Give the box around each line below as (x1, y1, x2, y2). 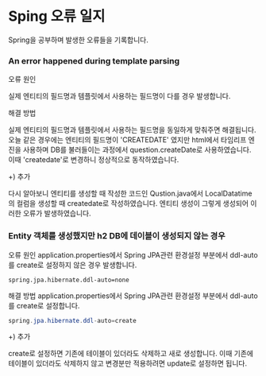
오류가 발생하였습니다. (22, 208, 91, 219)
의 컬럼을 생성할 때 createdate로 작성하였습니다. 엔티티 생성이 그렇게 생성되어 (8, 199, 249, 208)
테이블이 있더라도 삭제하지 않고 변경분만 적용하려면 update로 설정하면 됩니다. (8, 359, 248, 368)
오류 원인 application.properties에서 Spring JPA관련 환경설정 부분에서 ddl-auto (8, 250, 258, 259)
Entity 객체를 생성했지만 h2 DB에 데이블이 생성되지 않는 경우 (8, 231, 226, 242)
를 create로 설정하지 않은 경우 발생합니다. (8, 260, 137, 269)
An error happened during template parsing (8, 55, 180, 66)
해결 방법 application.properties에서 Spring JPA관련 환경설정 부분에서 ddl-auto (8, 291, 258, 300)
